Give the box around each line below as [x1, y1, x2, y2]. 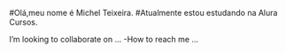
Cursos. [9, 17, 38, 27]
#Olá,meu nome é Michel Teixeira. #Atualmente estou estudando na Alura [9, 8, 278, 18]
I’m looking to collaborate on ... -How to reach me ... [9, 34, 199, 44]
